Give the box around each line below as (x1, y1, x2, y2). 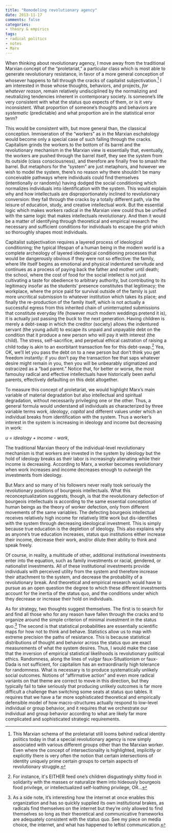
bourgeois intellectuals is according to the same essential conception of (5, 498, 157, 504)
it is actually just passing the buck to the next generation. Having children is (5, 316, 165, 322)
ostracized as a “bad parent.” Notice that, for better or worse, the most (5, 366, 155, 372)
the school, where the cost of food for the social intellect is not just (5, 272, 146, 278)
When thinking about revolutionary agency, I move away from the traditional (5, 60, 165, 66)
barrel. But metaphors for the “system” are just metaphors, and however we (5, 164, 165, 170)
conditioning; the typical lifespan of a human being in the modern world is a (5, 245, 165, 251)
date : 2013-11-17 (5, 12, 42, 17)
